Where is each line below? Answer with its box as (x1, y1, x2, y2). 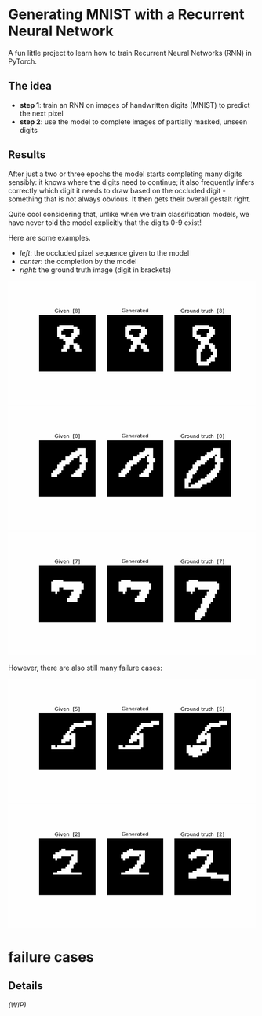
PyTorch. (8, 57, 38, 66)
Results (8, 148, 46, 162)
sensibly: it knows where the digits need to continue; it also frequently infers (8, 177, 255, 186)
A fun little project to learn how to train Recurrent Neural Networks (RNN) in (8, 48, 253, 57)
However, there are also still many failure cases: (8, 663, 162, 672)
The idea (8, 79, 53, 93)
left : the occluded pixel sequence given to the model (19, 248, 190, 257)
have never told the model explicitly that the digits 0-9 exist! (8, 218, 202, 227)
